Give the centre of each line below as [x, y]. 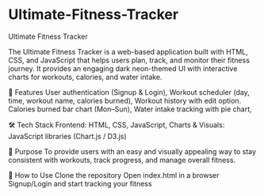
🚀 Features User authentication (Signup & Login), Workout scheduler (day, [129, 92]
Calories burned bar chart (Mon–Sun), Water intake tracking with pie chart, [130, 109]
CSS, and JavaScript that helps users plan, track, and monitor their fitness [129, 60]
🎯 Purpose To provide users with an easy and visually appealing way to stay [132, 151]
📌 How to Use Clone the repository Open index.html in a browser [114, 175]
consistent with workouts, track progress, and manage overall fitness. [122, 160]
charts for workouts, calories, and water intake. [85, 77]
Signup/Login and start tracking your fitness [80, 183]
